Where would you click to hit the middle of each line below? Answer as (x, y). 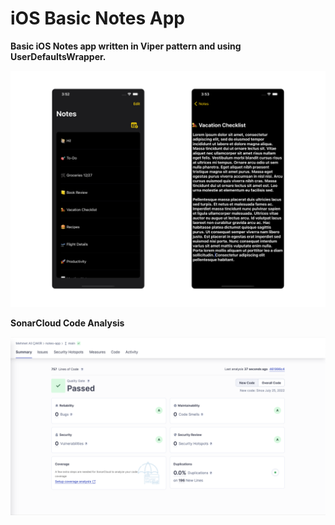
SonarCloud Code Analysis (67, 323)
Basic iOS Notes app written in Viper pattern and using (126, 46)
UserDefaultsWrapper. (58, 56)
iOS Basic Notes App (97, 18)
